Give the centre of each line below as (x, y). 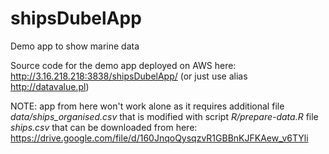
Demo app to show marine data (75, 46)
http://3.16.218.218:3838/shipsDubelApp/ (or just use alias (129, 76)
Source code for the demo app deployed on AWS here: (123, 65)
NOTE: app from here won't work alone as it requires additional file (147, 106)
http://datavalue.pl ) (50, 86)
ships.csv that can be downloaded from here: (104, 127)
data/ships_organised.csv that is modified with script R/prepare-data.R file (164, 116)
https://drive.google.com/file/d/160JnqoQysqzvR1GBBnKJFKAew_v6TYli (159, 138)
